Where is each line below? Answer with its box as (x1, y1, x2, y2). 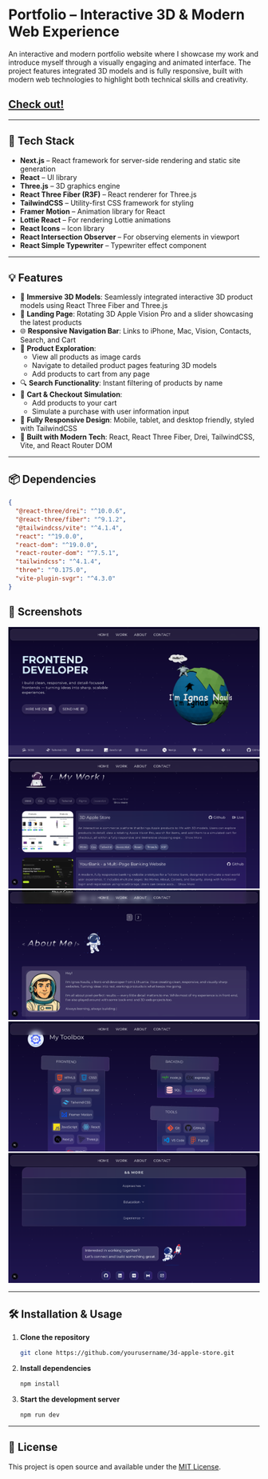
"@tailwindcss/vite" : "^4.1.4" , (15, 524, 124, 532)
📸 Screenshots (8, 606, 83, 619)
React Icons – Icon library (19, 223, 105, 233)
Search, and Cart (19, 335, 77, 345)
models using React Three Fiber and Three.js (19, 301, 168, 310)
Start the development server (19, 1394, 120, 1404)
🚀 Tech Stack (8, 134, 75, 148)
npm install (19, 1380, 60, 1388)
